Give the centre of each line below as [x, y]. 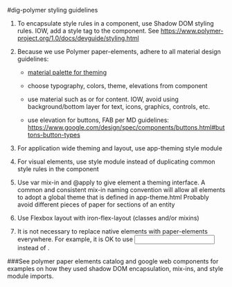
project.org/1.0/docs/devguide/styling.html [78, 38]
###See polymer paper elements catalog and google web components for [113, 261]
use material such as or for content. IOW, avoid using [103, 99]
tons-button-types [54, 135]
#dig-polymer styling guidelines [53, 10]
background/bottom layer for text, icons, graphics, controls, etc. [119, 106]
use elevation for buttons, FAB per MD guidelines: [98, 120]
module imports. [30, 276]
